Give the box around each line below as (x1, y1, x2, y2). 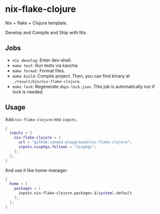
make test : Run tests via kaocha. (12, 62, 79, 68)
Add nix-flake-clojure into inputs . (5, 116, 78, 122)
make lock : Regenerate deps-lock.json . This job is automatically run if (12, 83, 155, 89)
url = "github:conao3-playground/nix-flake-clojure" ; (18, 140, 133, 145)
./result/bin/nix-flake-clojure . (12, 78, 81, 84)
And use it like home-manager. (5, 167, 68, 173)
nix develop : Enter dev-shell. (12, 57, 72, 63)
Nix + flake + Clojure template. (5, 20, 68, 26)
